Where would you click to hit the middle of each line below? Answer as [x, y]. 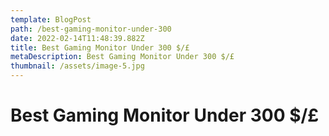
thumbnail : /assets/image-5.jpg [77, 66]
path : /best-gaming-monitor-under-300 [91, 29]
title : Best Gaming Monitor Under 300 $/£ [100, 47]
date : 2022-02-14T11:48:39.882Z [77, 38]
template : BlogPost [51, 19]
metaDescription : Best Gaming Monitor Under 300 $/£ [122, 57]
